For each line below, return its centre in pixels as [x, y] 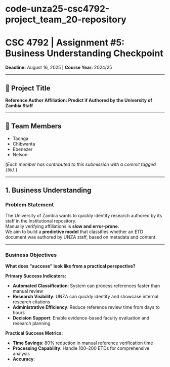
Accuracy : [24, 359]
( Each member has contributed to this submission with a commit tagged [80, 164]
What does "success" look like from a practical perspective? [70, 266]
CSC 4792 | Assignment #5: [65, 43]
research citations [31, 302]
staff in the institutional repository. [41, 221]
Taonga [20, 138]
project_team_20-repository [66, 19]
